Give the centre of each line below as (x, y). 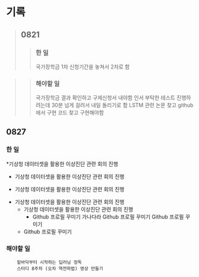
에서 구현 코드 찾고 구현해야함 (70, 113)
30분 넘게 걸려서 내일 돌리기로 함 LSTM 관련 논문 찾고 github (122, 105)
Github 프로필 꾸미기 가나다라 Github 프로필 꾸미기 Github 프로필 (108, 217)
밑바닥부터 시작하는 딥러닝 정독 (49, 263)
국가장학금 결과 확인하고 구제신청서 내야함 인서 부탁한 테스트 (105, 98)
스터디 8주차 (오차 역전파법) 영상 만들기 (60, 269)
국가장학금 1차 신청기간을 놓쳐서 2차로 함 (83, 67)
